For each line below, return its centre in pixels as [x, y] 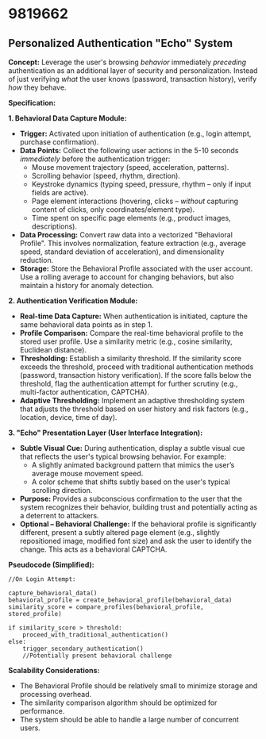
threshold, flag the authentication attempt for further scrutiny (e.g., [129, 383]
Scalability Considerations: [54, 670]
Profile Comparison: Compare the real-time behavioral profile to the [131, 333]
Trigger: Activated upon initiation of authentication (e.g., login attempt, [135, 133]
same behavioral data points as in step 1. [86, 325]
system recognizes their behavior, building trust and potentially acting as [139, 507]
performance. [42, 711]
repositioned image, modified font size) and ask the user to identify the [136, 541]
